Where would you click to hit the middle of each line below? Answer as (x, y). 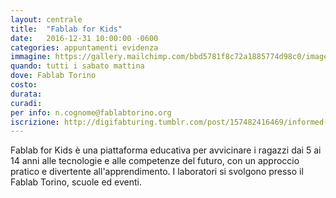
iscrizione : (35, 122)
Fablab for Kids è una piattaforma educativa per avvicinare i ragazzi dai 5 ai (166, 150)
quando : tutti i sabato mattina (77, 66)
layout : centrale (46, 19)
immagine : (31, 57)
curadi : (26, 103)
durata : (26, 94)
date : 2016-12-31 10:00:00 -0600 (84, 38)
